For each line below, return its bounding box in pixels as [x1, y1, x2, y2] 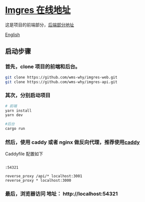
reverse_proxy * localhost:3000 [5, 178, 71, 183]
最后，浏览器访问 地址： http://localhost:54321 [5, 191, 118, 198]
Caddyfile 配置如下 [5, 151, 43, 157]
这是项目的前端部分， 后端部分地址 [5, 22, 74, 28]
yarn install [5, 108, 32, 113]
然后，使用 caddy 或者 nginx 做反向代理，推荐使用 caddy [5, 139, 140, 146]
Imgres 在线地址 [5, 4, 71, 16]
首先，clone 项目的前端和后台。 [5, 63, 81, 70]
